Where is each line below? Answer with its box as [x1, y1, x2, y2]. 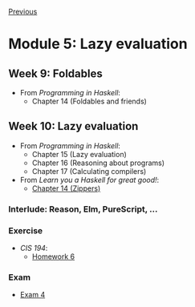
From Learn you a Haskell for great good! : [19, 175, 160, 184]
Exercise [8, 224, 43, 236]
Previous [8, 7, 38, 16]
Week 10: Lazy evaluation [8, 119, 139, 133]
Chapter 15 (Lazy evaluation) [31, 149, 127, 159]
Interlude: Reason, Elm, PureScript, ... [8, 204, 158, 215]
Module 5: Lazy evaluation [8, 35, 188, 53]
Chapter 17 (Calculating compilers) [31, 166, 147, 176]
